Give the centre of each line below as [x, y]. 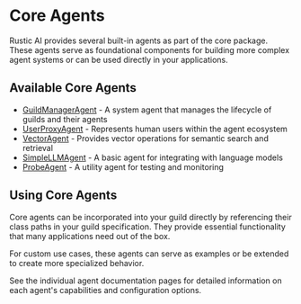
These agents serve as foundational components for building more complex [150, 49]
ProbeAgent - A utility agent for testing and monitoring [123, 166]
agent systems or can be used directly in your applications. [119, 59]
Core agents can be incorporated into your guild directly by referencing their [150, 217]
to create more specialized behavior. [77, 263]
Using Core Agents [63, 196]
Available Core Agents [73, 88]
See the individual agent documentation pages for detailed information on [146, 281]
